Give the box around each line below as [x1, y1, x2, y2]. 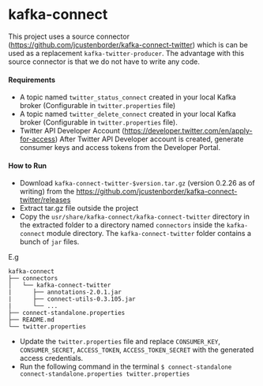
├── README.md [8, 316, 55, 324]
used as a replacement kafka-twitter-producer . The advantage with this [8, 48, 245, 58]
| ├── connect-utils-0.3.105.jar [8, 295, 136, 303]
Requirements [8, 75, 56, 84]
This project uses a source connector [8, 32, 130, 41]
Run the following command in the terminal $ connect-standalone [19, 362, 232, 372]
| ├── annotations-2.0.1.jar [8, 288, 122, 297]
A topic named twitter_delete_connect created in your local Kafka [19, 109, 237, 119]
